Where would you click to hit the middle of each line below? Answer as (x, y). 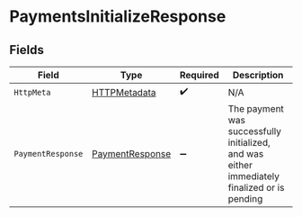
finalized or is (256, 188)
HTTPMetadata (124, 92)
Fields (27, 50)
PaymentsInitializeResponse (118, 17)
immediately (254, 176)
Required (200, 75)
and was (246, 154)
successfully (254, 131)
